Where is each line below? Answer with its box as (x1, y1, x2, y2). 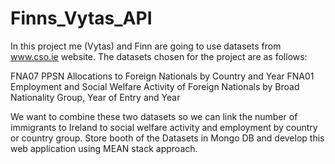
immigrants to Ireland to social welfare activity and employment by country (10, 121, 318, 133)
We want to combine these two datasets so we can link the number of (10, 110, 298, 122)
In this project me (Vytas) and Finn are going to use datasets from (10, 40, 282, 52)
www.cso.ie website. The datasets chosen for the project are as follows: (10, 50, 308, 62)
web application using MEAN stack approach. (10, 142, 198, 154)
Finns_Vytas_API (10, 7, 153, 30)
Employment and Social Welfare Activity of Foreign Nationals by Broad (10, 80, 300, 92)
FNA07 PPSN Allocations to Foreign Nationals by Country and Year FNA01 (10, 70, 315, 82)
